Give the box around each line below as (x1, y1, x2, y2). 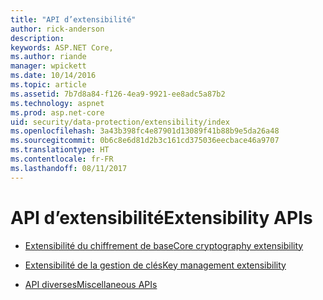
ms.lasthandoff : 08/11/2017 (10, 163, 128, 173)
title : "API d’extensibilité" (10, 14, 137, 25)
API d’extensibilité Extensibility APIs (10, 206, 313, 229)
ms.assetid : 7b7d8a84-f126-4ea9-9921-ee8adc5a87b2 (10, 89, 226, 99)
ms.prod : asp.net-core (10, 107, 105, 118)
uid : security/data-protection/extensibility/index (10, 117, 230, 127)
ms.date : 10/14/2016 (10, 71, 97, 81)
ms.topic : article (10, 80, 87, 90)
